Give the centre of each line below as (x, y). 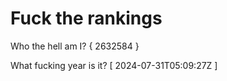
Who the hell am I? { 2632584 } (75, 46)
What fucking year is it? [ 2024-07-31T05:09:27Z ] (114, 65)
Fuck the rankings (86, 18)
